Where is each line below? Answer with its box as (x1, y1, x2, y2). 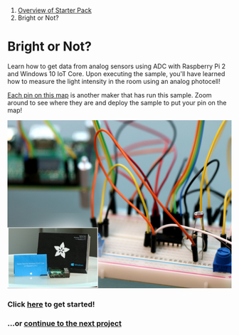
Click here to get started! (7, 299, 95, 309)
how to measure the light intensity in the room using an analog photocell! (7, 77, 221, 85)
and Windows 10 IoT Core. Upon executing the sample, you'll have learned (7, 69, 225, 78)
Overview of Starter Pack (17, 6, 92, 14)
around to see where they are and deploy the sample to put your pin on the (7, 98, 227, 107)
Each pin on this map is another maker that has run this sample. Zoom (7, 90, 212, 99)
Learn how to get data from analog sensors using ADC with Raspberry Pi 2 (7, 62, 226, 70)
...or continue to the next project (7, 318, 122, 328)
